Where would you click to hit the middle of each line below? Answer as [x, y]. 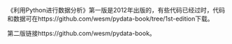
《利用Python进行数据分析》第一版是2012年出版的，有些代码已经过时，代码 [116, 10]
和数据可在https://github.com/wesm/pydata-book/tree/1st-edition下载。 [110, 19]
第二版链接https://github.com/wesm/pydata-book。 [81, 33]
